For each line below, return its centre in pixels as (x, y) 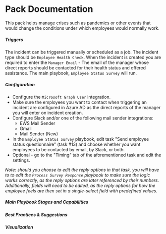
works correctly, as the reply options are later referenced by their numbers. (82, 180)
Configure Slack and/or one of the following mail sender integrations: (83, 118)
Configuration (20, 84)
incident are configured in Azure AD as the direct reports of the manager (86, 107)
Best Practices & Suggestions (36, 215)
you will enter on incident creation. (48, 113)
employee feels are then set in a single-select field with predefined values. (81, 191)
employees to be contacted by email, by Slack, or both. (68, 149)
